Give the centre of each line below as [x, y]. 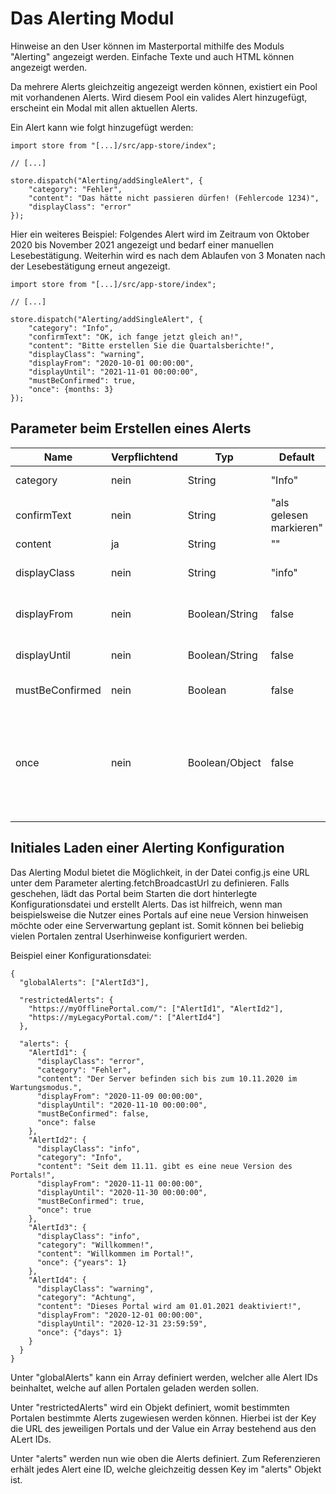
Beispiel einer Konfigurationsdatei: [81, 955]
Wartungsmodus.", [46, 1087]
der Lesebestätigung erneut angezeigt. [90, 266]
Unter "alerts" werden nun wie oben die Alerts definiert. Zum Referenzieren [165, 1458]
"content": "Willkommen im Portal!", [115, 1253]
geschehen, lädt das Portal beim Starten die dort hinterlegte [134, 893]
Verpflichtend [144, 457]
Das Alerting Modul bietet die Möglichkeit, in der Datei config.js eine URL [160, 872]
